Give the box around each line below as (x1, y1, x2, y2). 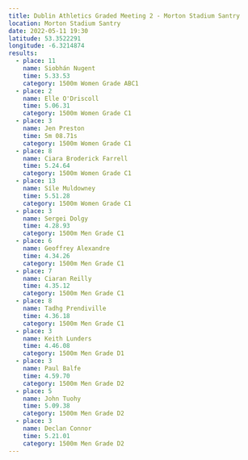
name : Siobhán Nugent (23, 65, 95, 73)
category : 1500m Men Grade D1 (23, 349, 125, 358)
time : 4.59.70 (23, 372, 70, 380)
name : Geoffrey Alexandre (23, 245, 111, 253)
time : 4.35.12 (23, 282, 70, 291)
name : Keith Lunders (23, 334, 92, 343)
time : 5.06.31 (23, 102, 70, 110)
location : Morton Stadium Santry (8, 19, 121, 27)
